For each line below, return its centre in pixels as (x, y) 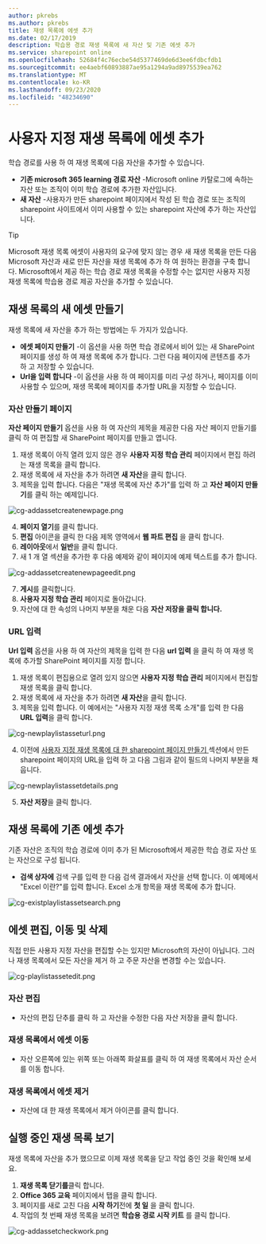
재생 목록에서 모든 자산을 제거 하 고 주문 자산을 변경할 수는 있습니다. (121, 960)
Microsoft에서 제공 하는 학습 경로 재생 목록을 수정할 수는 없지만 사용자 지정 (135, 272)
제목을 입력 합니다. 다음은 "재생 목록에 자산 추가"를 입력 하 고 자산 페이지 (131, 485)
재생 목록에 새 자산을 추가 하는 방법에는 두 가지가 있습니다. (98, 330)
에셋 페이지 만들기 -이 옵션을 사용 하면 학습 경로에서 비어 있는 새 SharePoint (137, 346)
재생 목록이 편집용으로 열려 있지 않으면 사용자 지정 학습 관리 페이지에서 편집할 (139, 677)
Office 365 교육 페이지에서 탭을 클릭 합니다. (88, 1195)
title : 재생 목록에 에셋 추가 (51, 30)
